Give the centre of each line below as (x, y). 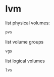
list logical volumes (25, 61)
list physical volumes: (28, 23)
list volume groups (24, 42)
